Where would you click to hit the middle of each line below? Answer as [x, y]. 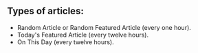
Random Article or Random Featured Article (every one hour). [104, 27]
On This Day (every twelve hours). [66, 42]
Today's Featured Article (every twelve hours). [83, 35]
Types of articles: [45, 11]
